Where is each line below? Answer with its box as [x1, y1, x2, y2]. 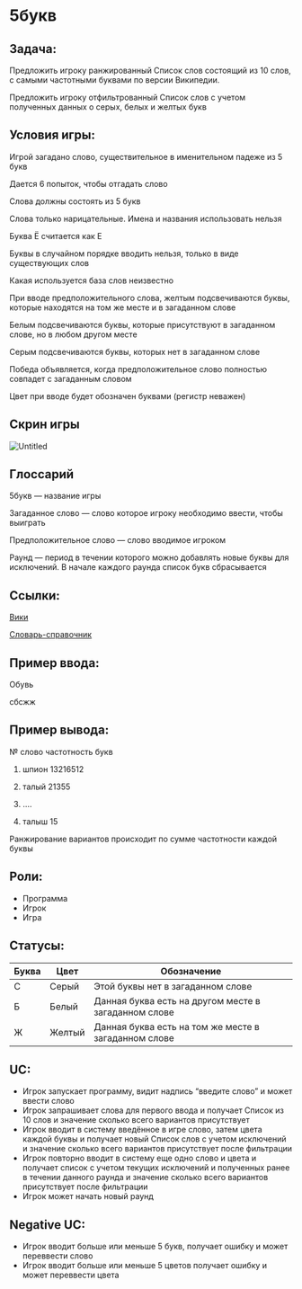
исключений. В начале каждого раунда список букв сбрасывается [9, 562, 267, 573]
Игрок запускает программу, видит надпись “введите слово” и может [22, 1086, 293, 1097]
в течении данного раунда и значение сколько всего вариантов [22, 1172, 269, 1183]
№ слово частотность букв [9, 746, 114, 757]
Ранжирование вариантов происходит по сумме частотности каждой [9, 833, 278, 844]
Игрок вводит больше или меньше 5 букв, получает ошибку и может [22, 1241, 289, 1252]
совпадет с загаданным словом [9, 373, 132, 384]
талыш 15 [22, 815, 58, 827]
